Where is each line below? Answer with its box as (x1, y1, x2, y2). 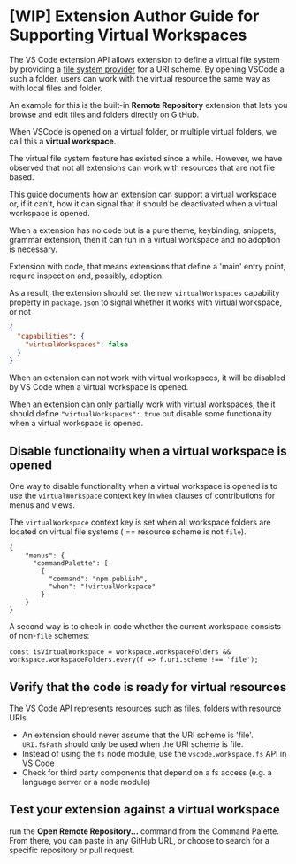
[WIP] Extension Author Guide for (9, 6, 260, 27)
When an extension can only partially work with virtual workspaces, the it (9, 399, 276, 409)
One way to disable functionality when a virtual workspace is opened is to (9, 481, 278, 492)
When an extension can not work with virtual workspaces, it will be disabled (9, 372, 285, 383)
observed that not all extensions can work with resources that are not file (9, 162, 276, 173)
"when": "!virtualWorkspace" (48, 582, 156, 591)
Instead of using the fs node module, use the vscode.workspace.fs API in (21, 748, 287, 759)
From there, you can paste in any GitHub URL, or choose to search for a (9, 835, 269, 845)
